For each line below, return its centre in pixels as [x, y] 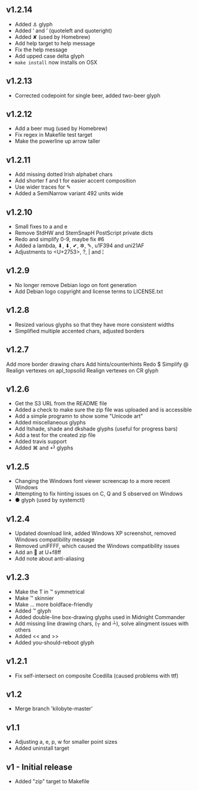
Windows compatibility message [55, 539]
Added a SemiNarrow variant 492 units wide [69, 193]
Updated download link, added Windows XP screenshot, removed [95, 533]
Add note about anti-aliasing [50, 558]
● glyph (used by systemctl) [50, 500]
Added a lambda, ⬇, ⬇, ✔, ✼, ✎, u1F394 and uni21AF [79, 246]
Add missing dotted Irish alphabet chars [64, 174]
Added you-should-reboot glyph [54, 642]
